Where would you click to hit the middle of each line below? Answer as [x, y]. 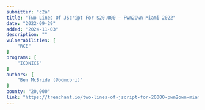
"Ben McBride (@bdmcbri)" [50, 80]
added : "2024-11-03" [33, 29]
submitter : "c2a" [28, 12]
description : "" [27, 35]
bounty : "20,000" [28, 92]
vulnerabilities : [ [31, 40]
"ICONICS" [30, 63]
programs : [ [21, 57]
